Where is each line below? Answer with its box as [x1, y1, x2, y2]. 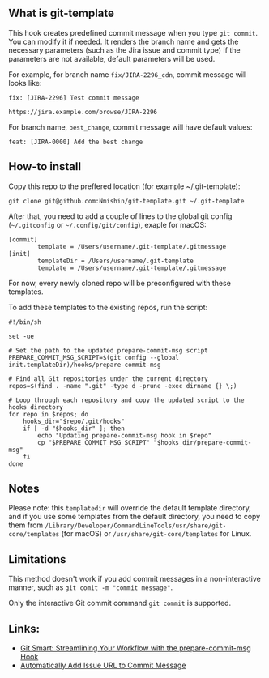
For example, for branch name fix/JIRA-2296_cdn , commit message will [8, 69, 247, 79]
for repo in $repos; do [8, 410, 89, 418]
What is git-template [8, 6, 115, 20]
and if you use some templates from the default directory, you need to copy [8, 512, 261, 522]
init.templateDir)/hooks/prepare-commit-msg [8, 360, 161, 369]
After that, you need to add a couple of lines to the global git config [8, 211, 233, 221]
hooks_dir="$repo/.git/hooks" [23, 417, 126, 425]
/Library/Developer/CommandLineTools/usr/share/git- [45, 522, 227, 530]
